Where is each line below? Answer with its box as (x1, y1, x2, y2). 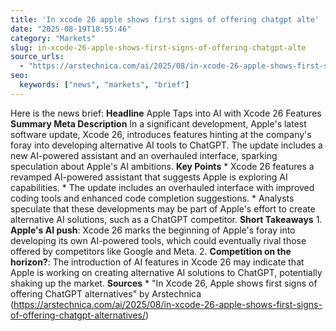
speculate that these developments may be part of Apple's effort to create (10, 202, 316, 215)
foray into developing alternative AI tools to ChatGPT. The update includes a (10, 139, 323, 151)
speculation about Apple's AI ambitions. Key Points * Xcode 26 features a (10, 160, 315, 172)
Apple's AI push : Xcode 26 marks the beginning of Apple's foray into (10, 224, 296, 236)
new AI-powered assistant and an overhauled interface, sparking (10, 149, 278, 161)
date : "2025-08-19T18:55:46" (10, 24, 132, 34)
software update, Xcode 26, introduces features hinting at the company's (10, 128, 312, 140)
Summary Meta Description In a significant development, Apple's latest (10, 117, 307, 130)
